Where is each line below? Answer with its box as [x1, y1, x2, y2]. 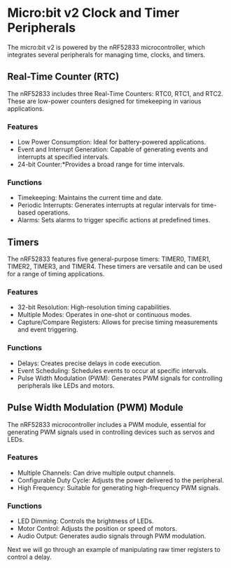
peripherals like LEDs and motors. [17, 381, 115, 390]
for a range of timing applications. [7, 270, 105, 278]
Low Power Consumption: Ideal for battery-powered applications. [17, 138, 206, 147]
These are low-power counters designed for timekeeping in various [7, 97, 202, 105]
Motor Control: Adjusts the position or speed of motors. [17, 525, 177, 533]
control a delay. [7, 553, 52, 562]
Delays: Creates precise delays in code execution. [17, 359, 162, 367]
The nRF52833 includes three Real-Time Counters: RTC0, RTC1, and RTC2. [7, 89, 224, 97]
